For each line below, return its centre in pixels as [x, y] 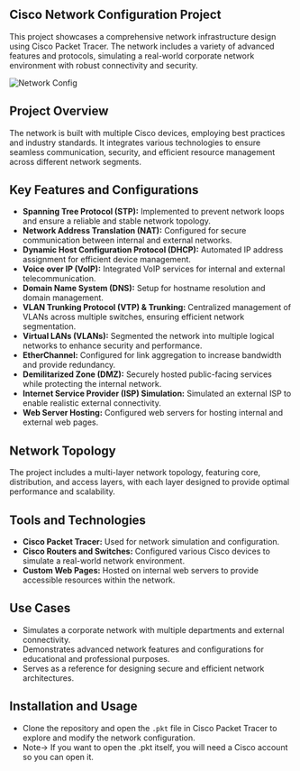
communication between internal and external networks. [127, 240]
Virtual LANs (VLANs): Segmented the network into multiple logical [148, 336]
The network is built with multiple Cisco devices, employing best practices [147, 133]
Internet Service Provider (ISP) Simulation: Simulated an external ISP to [157, 394]
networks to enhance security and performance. [112, 345]
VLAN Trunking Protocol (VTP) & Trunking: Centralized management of [156, 307]
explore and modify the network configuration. [109, 738]
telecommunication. [59, 279]
